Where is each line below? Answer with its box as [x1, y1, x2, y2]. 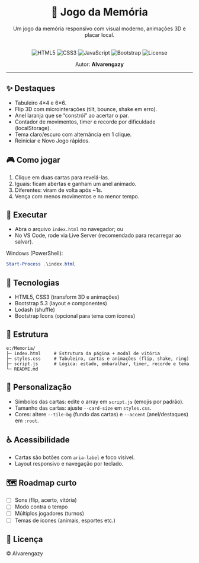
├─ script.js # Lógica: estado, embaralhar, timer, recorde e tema [6, 360, 190, 367]
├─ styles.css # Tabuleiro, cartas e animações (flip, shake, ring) [6, 356, 190, 362]
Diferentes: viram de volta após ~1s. [14, 186, 102, 194]
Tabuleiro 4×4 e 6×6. [14, 99, 67, 106]
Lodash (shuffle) [14, 306, 55, 314]
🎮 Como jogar [6, 155, 60, 165]
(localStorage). [14, 124, 52, 131]
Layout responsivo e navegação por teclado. [14, 460, 124, 467]
